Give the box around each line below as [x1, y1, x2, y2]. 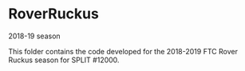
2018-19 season [8, 31, 61, 41]
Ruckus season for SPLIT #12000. [8, 55, 120, 65]
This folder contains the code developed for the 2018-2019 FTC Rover [8, 46, 238, 56]
